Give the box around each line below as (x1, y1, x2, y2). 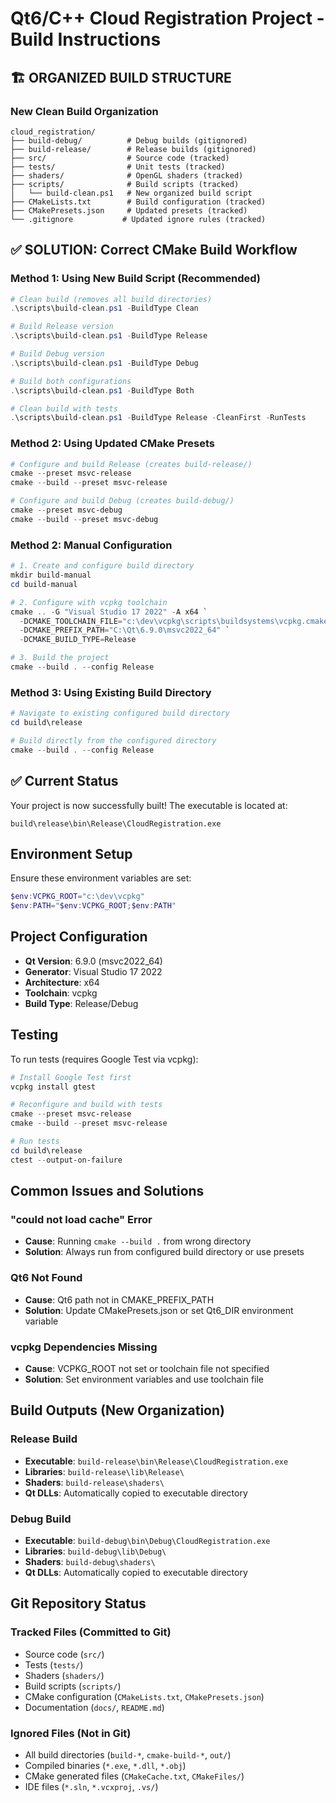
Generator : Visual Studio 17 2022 (24, 965, 163, 977)
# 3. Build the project (10, 653, 110, 663)
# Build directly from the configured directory (10, 735, 217, 746)
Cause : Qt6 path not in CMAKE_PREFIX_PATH (24, 1293, 215, 1306)
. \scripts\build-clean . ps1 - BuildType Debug (10, 358, 199, 368)
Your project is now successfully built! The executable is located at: (10, 799, 288, 811)
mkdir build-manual (10, 570, 92, 581)
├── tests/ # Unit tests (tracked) (10, 162, 226, 172)
